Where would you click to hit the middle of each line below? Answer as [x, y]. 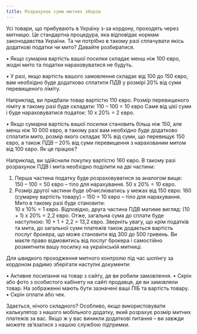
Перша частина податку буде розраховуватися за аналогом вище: [98, 178]
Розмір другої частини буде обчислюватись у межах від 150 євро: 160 [103, 190]
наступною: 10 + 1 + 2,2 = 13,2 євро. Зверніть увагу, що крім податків [102, 222]
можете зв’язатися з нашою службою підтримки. [68, 325]
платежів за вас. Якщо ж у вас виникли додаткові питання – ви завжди [95, 318]
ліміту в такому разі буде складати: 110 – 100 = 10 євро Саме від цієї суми [99, 106]
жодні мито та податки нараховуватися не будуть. [70, 65]
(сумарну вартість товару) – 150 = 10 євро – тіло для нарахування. [98, 196]
